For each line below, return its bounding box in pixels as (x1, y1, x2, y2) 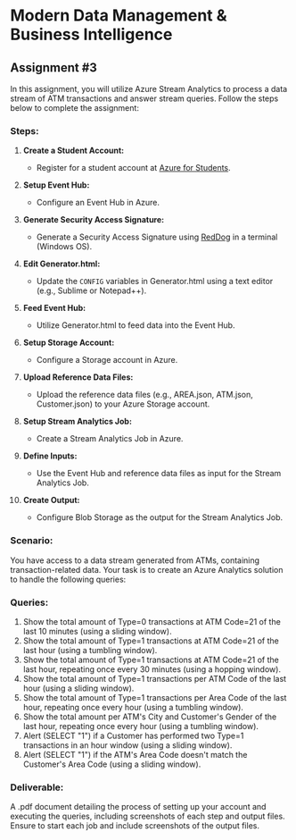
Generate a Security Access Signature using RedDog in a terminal (36, 231, 278, 242)
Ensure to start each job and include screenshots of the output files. (10, 820, 259, 831)
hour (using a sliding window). (22, 683, 135, 693)
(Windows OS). (36, 241, 93, 252)
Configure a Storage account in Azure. (36, 355, 178, 365)
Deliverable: (10, 781, 64, 794)
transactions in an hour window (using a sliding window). (22, 739, 233, 751)
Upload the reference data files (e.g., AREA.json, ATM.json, (36, 390, 253, 400)
